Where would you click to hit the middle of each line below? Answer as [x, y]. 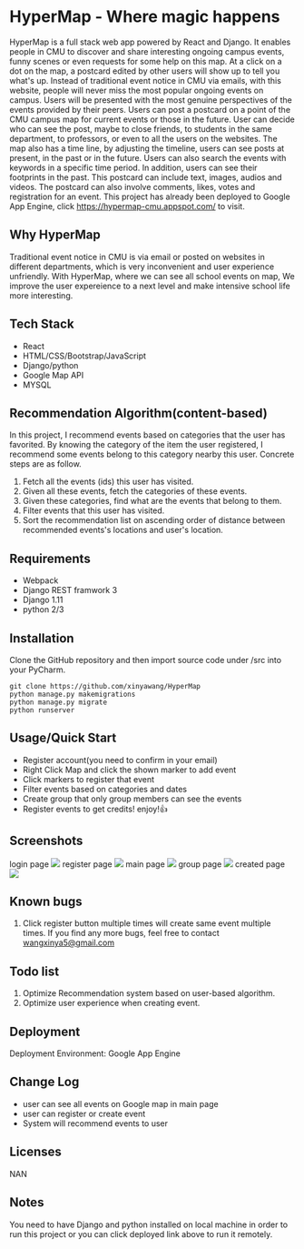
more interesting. [41, 295]
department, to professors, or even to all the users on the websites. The [144, 138]
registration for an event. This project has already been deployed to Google [150, 196]
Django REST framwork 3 [70, 590]
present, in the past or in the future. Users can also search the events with [148, 157]
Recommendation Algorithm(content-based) [138, 413]
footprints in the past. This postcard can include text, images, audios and [146, 177]
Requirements [50, 558]
